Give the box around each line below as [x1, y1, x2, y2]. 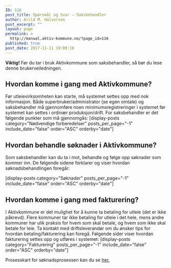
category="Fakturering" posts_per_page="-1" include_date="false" [5, 241, 147, 248]
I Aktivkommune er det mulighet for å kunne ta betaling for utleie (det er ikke [5, 209, 166, 215]
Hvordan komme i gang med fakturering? [5, 195, 139, 204]
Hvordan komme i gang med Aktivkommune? [5, 80, 152, 88]
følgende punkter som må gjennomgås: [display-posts [5, 115, 119, 121]
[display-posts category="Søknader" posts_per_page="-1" [5, 175, 129, 182]
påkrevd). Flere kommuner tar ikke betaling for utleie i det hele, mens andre [5, 214, 164, 220]
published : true [5, 41, 40, 46]
